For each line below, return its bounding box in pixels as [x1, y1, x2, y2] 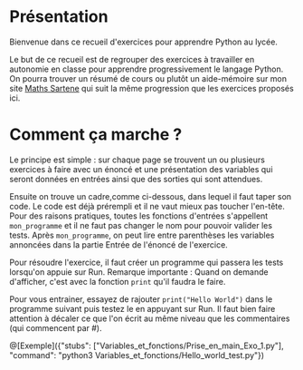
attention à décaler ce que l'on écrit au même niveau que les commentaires [9, 313, 290, 324]
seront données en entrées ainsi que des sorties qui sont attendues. [9, 173, 263, 184]
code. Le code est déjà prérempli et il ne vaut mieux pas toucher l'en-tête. [9, 200, 285, 211]
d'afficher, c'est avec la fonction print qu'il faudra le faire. [9, 276, 226, 287]
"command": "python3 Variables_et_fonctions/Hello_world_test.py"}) [9, 349, 265, 360]
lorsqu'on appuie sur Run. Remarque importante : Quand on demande [9, 266, 269, 277]
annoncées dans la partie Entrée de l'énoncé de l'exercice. [9, 239, 228, 250]
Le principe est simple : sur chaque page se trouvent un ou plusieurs [9, 154, 265, 165]
